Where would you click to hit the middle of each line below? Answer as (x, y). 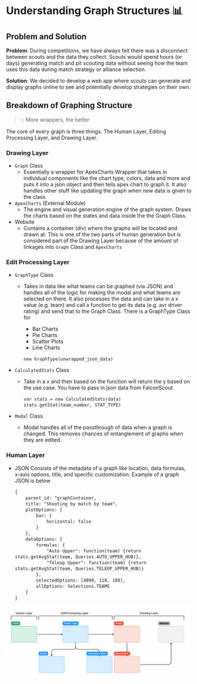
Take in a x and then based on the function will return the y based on (106, 382)
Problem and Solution (46, 36)
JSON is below (33, 481)
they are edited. (42, 440)
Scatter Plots (48, 342)
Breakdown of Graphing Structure (69, 106)
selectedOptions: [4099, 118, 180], (81, 580)
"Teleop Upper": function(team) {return (96, 563)
